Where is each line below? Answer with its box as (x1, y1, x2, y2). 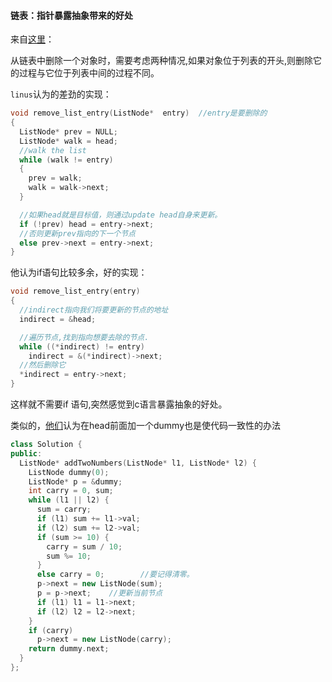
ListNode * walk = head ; (19, 136, 118, 146)
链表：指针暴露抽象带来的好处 (10, 9, 133, 21)
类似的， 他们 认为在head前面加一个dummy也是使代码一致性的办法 (10, 420, 282, 432)
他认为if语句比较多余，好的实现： (10, 266, 148, 279)
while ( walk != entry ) (19, 155, 114, 165)
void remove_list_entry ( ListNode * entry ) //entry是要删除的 (10, 108, 268, 119)
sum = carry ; (36, 505, 92, 515)
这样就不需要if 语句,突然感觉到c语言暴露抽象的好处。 (10, 398, 228, 410)
